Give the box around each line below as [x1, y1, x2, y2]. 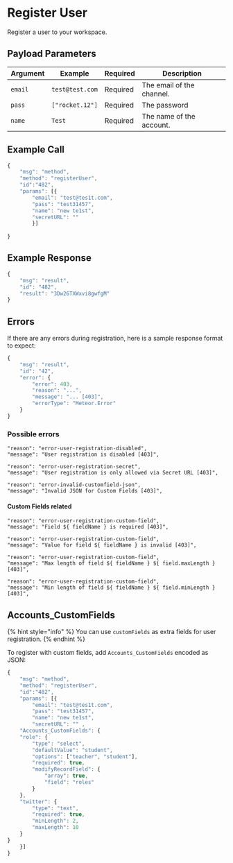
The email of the [141, 80, 196, 89]
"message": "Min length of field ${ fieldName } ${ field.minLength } [7, 584, 216, 591]
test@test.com [51, 85, 98, 93]
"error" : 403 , [32, 380, 73, 388]
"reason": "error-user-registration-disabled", [7, 445, 148, 452]
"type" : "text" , [32, 805, 79, 812]
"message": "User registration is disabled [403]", [7, 451, 159, 459]
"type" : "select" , [32, 740, 85, 747]
